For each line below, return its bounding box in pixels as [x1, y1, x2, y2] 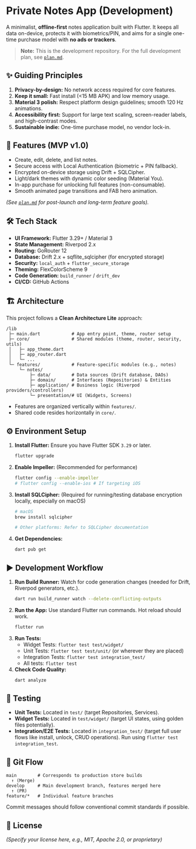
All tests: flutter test [23, 660, 77, 667]
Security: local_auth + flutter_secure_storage [14, 260, 130, 267]
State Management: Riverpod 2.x [14, 241, 97, 248]
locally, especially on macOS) [14, 497, 86, 504]
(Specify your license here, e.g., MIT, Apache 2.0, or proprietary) [6, 836, 163, 843]
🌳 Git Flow [6, 757, 44, 767]
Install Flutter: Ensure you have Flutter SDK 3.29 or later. [14, 442, 152, 449]
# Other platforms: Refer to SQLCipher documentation [14, 525, 149, 531]
